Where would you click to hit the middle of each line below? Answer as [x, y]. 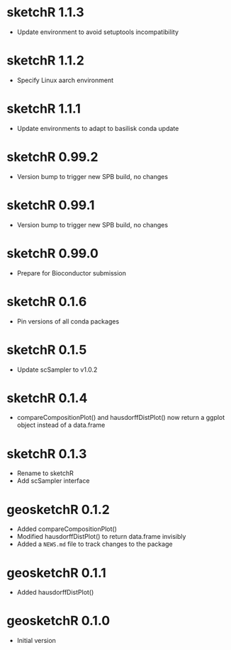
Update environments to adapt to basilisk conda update [98, 128]
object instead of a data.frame [61, 425]
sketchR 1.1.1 [44, 109]
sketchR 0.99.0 [52, 253]
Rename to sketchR [45, 473]
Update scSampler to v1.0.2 [57, 370]
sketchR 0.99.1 [51, 205]
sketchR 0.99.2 [52, 157]
